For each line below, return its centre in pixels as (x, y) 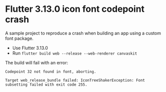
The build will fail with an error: (37, 62)
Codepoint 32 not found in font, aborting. (51, 72)
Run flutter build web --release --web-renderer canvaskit (75, 53)
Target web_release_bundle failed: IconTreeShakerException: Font (75, 80)
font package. (19, 38)
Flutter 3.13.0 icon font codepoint (75, 9)
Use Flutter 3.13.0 (30, 48)
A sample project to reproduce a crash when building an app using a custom (83, 33)
